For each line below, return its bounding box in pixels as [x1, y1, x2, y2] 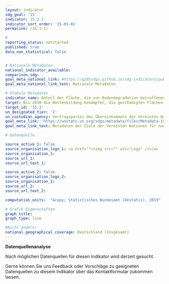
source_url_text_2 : [5, 188, 46, 193]
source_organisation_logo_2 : [5, 175, 66, 180]
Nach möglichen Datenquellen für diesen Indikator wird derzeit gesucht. [5, 253, 154, 259]
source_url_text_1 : [5, 160, 46, 165]
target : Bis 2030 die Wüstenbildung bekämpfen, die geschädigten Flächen [5, 100, 163, 105]
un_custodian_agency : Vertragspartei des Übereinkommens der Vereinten [5, 114, 158, 119]
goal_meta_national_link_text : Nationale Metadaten [5, 82, 116, 87]
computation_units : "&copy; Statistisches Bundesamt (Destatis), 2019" [5, 197, 161, 202]
